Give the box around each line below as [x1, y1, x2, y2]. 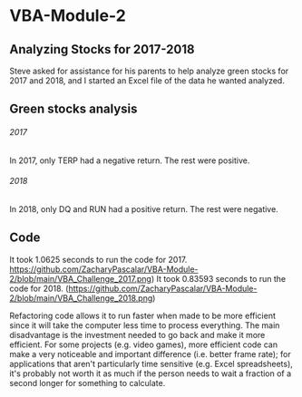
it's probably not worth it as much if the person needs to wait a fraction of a [9, 368, 292, 379]
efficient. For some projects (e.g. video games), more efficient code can [9, 339, 278, 350]
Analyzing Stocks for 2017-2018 [9, 42, 195, 57]
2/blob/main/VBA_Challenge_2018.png [9, 292, 153, 304]
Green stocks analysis [9, 102, 138, 117]
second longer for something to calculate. [9, 377, 166, 388]
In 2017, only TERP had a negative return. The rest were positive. [9, 155, 250, 166]
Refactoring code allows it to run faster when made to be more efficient [9, 310, 277, 321]
